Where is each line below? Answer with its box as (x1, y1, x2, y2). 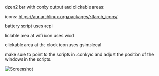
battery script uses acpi (5, 23, 53, 29)
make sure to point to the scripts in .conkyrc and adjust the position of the (5, 51, 154, 57)
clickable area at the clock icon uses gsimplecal (5, 42, 102, 48)
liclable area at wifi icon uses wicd (5, 33, 74, 38)
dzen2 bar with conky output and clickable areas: (5, 4, 105, 10)
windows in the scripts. (5, 57, 52, 62)
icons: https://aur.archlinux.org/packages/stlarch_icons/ (5, 14, 118, 19)
